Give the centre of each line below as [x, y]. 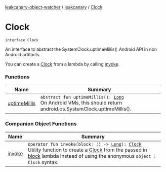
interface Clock [22, 40]
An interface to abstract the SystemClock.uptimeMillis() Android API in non [81, 49]
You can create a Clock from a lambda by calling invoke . [62, 64]
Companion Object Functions [41, 124]
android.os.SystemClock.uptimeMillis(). [86, 109]
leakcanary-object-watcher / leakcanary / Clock [54, 7]
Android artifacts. [23, 54]
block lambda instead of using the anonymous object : [92, 156]
